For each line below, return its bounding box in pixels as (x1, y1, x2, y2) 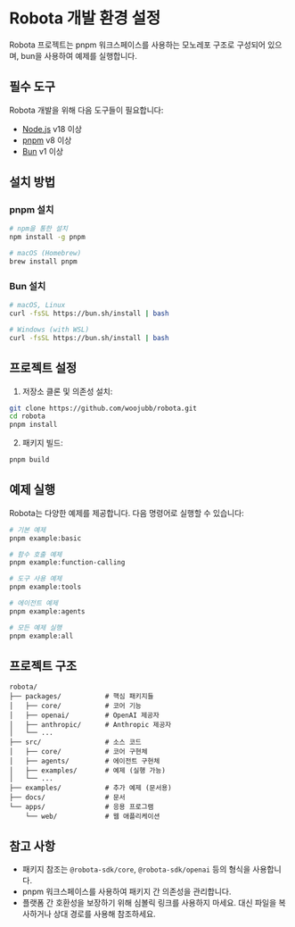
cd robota (9, 412, 46, 421)
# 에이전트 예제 (9, 599, 59, 608)
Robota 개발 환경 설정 (9, 8, 161, 29)
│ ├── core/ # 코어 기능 (9, 702, 143, 711)
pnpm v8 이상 (21, 135, 72, 146)
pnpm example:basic (9, 533, 82, 543)
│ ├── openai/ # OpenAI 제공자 (9, 711, 160, 720)
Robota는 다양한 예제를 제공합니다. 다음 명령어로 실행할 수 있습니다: (9, 507, 245, 518)
